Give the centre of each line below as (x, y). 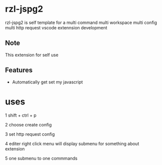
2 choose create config (29, 124)
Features (19, 70)
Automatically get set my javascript (47, 82)
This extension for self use (32, 55)
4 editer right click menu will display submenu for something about (72, 144)
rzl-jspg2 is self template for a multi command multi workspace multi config (81, 22)
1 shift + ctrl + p (21, 115)
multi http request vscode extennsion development (56, 27)
